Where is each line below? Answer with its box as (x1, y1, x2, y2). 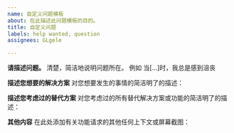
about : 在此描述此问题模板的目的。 (7, 17, 99, 24)
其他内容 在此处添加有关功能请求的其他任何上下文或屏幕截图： (7, 118, 190, 127)
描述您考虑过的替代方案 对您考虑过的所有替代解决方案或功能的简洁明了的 (7, 94, 221, 102)
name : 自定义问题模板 (7, 10, 64, 18)
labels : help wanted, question (7, 30, 100, 38)
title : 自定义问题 (7, 23, 57, 31)
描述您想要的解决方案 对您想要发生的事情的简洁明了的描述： (7, 79, 184, 87)
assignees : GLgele (7, 37, 62, 44)
